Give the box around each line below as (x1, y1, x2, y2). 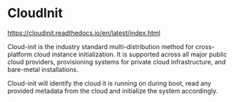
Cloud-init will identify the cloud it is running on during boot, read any (7, 78, 212, 87)
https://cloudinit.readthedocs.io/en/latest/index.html (7, 29, 161, 37)
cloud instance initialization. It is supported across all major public (33, 50, 228, 58)
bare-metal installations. (7, 65, 78, 73)
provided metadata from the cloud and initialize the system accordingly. (7, 86, 218, 95)
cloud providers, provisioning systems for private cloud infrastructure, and (7, 57, 226, 66)
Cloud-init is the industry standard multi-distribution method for (7, 42, 194, 51)
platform (7, 50, 32, 58)
